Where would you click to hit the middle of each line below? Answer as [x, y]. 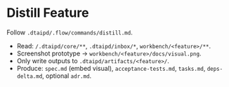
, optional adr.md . [67, 76]
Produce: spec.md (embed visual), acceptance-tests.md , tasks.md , [111, 68]
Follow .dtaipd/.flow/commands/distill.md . [70, 32]
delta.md [30, 76]
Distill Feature [48, 13]
